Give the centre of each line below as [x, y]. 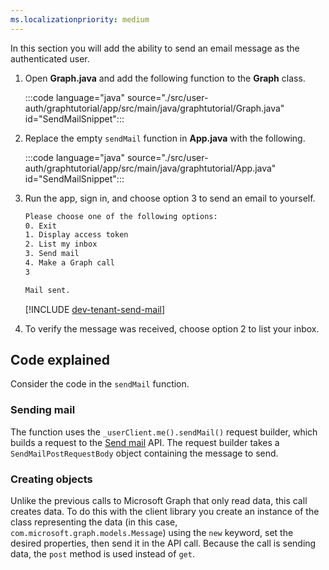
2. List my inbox [61, 244]
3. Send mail [52, 254]
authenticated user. [50, 58]
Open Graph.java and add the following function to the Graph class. [165, 78]
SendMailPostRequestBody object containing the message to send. [144, 453]
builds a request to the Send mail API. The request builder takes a [145, 442]
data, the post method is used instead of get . [102, 554]
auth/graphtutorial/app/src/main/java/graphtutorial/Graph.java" [154, 108]
